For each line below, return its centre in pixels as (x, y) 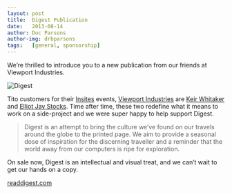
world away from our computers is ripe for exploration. (102, 149)
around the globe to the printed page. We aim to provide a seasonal (120, 134)
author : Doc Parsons (37, 33)
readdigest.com (30, 183)
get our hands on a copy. (42, 170)
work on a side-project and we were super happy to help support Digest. (110, 114)
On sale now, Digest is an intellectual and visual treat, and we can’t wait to (112, 162)
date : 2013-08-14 (35, 26)
